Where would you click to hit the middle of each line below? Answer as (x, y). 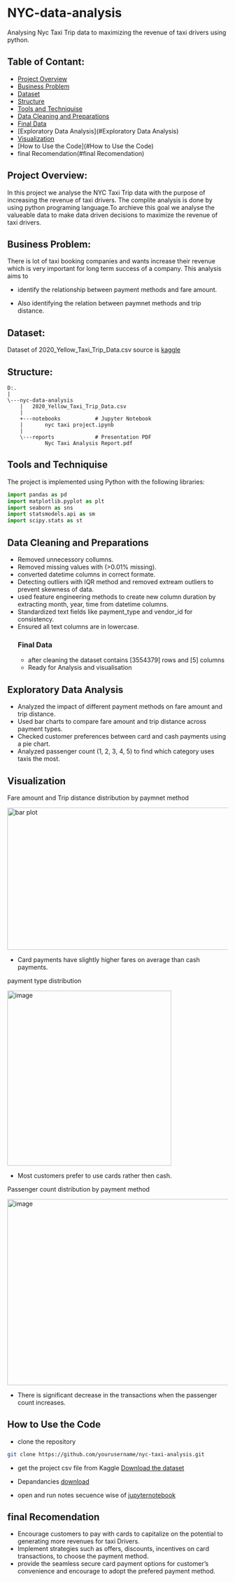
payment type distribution (44, 980)
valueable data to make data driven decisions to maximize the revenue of (113, 215)
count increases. (42, 1402)
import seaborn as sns (40, 508)
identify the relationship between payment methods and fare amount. (117, 290)
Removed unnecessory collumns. (65, 559)
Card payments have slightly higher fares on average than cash (109, 959)
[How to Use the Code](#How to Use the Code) (85, 146)
